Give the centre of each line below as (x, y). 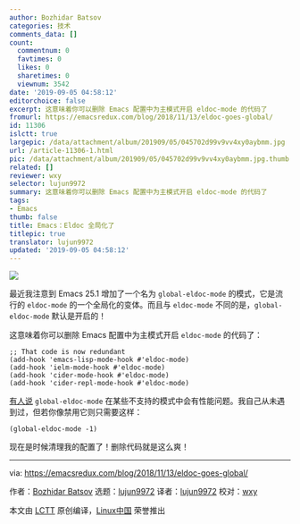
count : (21, 42)
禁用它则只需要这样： (103, 412)
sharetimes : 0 (43, 76)
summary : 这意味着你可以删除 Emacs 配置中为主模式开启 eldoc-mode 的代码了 (138, 192)
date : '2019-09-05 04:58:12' (63, 92)
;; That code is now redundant (67, 352)
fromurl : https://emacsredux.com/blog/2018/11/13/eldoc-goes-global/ (142, 117)
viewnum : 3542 (43, 84)
